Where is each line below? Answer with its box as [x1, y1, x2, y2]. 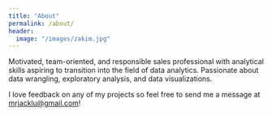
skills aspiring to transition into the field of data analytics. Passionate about [8, 66, 259, 75]
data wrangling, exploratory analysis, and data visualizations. [8, 74, 213, 84]
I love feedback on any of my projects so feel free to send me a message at [8, 90, 261, 100]
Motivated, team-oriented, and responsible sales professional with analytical [8, 57, 264, 67]
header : [8, 27, 35, 35]
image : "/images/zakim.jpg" [15, 34, 111, 43]
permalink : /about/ [8, 19, 75, 28]
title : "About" [8, 11, 60, 20]
